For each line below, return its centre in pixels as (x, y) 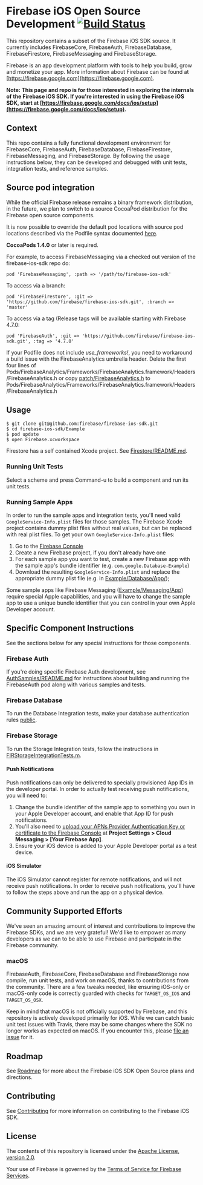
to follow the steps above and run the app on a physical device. (85, 892)
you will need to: (27, 795)
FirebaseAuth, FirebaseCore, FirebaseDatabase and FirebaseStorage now (98, 974)
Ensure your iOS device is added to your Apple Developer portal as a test (106, 845)
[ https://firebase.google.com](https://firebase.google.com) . (80, 78)
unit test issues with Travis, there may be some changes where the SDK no (99, 1025)
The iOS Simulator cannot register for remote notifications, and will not (94, 879)
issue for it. (20, 1037)
